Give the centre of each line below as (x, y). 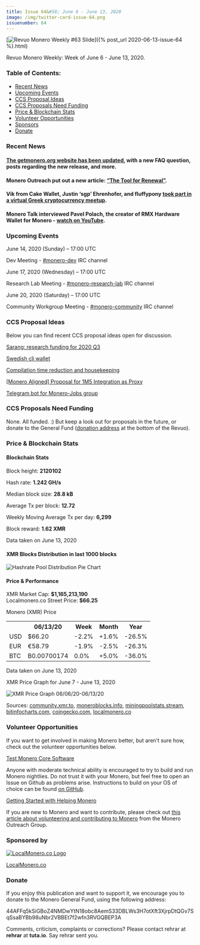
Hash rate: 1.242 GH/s (34, 482)
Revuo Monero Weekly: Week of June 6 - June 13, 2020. (76, 58)
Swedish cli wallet (28, 358)
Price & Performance (33, 581)
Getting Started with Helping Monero (51, 800)
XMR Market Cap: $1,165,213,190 (47, 594)
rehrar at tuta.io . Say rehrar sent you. (53, 935)
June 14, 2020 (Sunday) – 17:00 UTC (51, 249)
